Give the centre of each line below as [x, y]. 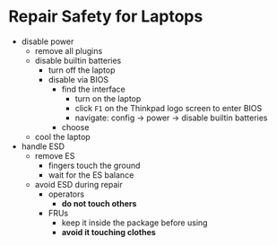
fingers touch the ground [94, 165]
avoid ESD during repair [78, 184]
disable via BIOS [78, 79]
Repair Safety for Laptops [106, 17]
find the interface [94, 89]
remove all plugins [69, 50]
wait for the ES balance [91, 175]
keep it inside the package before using [134, 223]
